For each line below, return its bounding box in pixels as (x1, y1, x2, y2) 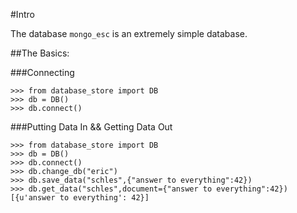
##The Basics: (10, 47, 70, 59)
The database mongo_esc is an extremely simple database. (10, 28, 248, 39)
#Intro (10, 9, 35, 20)
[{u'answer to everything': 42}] (10, 193, 150, 203)
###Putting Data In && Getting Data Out (10, 121, 173, 133)
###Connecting (10, 67, 75, 78)
